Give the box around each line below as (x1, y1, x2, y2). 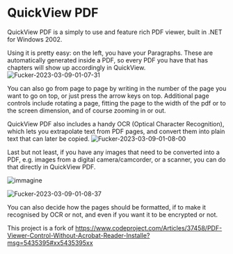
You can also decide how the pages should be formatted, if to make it (7, 203, 207, 211)
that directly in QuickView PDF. (7, 162, 96, 171)
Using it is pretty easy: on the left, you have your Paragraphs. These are (7, 49, 214, 57)
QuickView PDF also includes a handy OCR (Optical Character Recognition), (7, 119, 225, 128)
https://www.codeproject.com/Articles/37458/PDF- (75, 223, 223, 232)
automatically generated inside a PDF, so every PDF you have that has (7, 56, 209, 64)
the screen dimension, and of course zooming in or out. (7, 106, 166, 115)
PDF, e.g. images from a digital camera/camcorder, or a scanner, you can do (7, 155, 226, 164)
